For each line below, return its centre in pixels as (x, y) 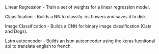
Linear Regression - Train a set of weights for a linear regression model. (78, 7)
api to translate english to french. (39, 46)
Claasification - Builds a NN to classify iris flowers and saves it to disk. (76, 16)
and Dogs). (16, 31)
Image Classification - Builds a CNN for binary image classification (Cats (78, 26)
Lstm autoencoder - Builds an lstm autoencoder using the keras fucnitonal (80, 41)
